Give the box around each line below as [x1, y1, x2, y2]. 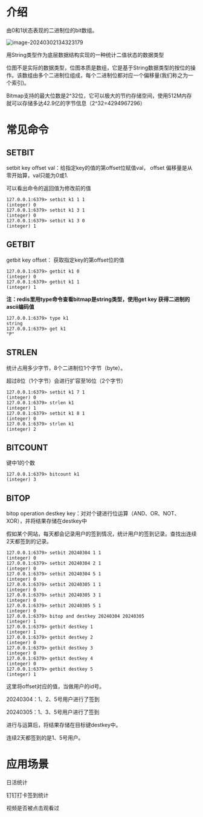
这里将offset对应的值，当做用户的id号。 [6, 683, 105, 690]
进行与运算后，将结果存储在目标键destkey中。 [6, 722, 121, 729]
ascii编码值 [6, 303, 34, 310]
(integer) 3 [6, 477, 36, 483]
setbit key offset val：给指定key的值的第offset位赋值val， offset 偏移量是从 [6, 164, 193, 171]
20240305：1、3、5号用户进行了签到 [6, 708, 100, 716]
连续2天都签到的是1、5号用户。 [6, 734, 84, 741]
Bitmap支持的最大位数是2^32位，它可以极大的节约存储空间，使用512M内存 [6, 92, 192, 99]
